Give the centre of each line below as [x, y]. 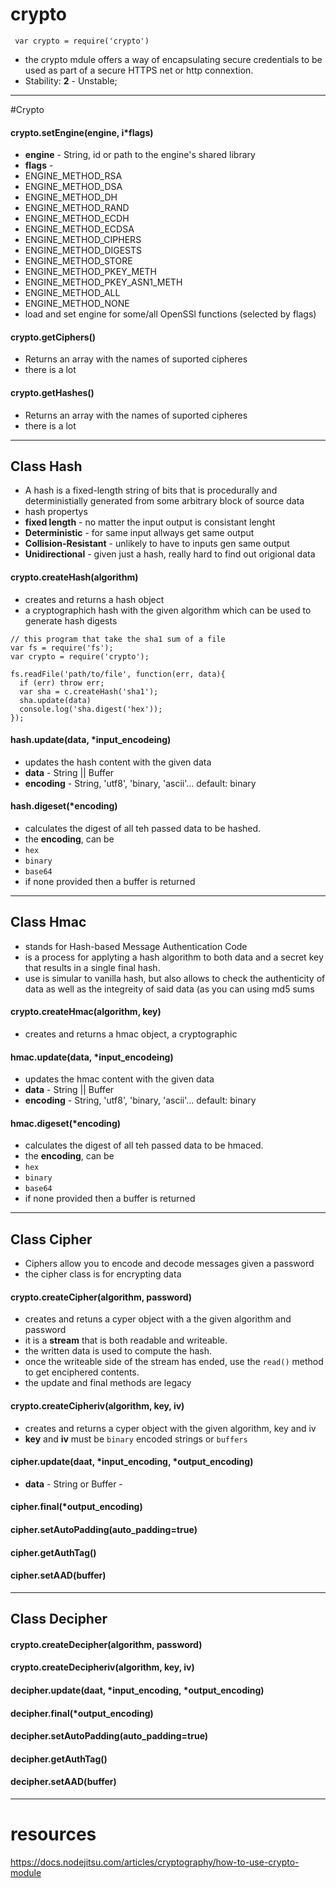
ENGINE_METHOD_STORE [78, 261]
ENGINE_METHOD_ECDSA [79, 229]
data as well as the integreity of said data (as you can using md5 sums [169, 989]
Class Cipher [51, 1239]
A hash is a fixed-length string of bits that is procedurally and [151, 490]
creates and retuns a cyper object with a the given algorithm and [158, 1319]
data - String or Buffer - [73, 1484]
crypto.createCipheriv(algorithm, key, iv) [97, 1406]
